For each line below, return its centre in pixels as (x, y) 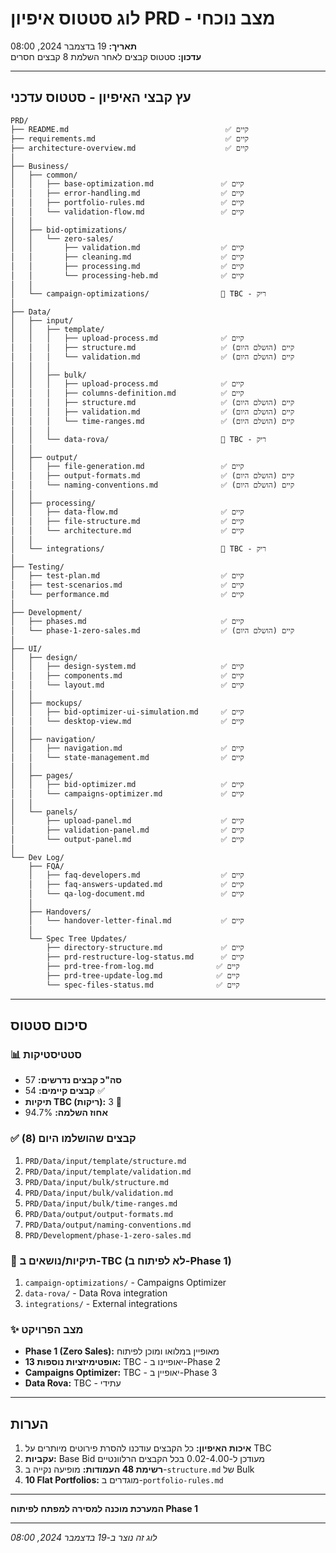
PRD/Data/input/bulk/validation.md (99, 1193)
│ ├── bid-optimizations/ (69, 230)
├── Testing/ (37, 567)
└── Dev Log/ (37, 857)
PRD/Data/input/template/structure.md (105, 1161)
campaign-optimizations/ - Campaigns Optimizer (125, 1283)
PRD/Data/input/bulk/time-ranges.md (101, 1203)
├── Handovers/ (60, 912)
